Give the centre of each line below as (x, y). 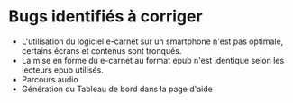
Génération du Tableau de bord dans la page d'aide (117, 89)
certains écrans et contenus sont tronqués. (101, 50)
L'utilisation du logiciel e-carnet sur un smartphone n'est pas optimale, (152, 41)
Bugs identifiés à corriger (106, 17)
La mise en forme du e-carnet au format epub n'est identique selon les (153, 60)
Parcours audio (50, 79)
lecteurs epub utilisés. (63, 70)
